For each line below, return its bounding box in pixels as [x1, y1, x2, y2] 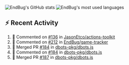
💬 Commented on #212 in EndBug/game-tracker [12, 39, 108, 45]
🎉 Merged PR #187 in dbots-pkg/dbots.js [12, 54, 94, 60]
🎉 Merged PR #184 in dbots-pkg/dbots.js [12, 44, 94, 50]
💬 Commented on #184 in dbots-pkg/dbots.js [12, 49, 102, 55]
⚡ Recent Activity [5, 19, 59, 27]
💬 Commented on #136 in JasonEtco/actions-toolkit [12, 34, 115, 40]
